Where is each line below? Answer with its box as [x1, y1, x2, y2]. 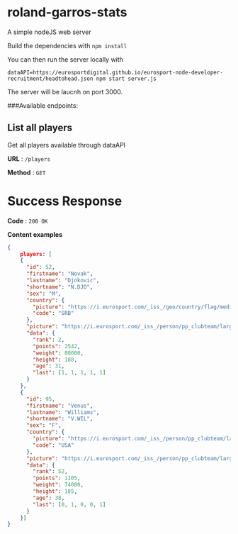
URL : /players [7, 154, 51, 163]
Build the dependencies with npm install [7, 41, 127, 50]
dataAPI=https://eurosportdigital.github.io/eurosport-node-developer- [7, 69, 223, 76]
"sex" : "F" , [25, 422, 62, 429]
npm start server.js [96, 75, 157, 82]
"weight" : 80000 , [33, 349, 84, 357]
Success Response [7, 193, 123, 209]
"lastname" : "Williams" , [25, 408, 100, 416]
